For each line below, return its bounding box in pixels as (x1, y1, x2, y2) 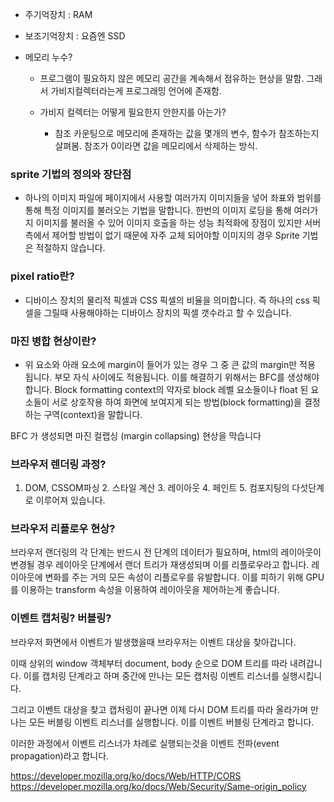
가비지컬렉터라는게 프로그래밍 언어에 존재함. (50, 85, 222, 97)
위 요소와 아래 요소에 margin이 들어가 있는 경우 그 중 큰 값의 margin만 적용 (24, 358, 316, 370)
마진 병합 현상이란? (10, 334, 97, 348)
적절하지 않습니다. (35, 242, 106, 254)
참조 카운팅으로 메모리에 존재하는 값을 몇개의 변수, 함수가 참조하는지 (54, 128, 320, 139)
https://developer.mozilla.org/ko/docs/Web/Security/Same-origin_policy (10, 780, 307, 792)
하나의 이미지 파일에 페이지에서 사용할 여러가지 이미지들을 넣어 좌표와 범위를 (24, 192, 322, 204)
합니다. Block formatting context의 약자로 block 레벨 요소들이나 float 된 (24, 383, 309, 395)
